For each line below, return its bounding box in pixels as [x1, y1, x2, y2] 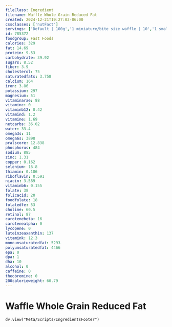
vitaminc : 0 [5, 103, 31, 108]
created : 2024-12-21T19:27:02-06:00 [5, 17, 83, 22]
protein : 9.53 [5, 50, 36, 55]
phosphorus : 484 [5, 145, 40, 151]
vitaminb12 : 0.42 [5, 107, 42, 112]
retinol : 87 [5, 212, 31, 217]
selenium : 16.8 [5, 164, 38, 169]
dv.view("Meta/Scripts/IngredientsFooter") [5, 317, 100, 322]
